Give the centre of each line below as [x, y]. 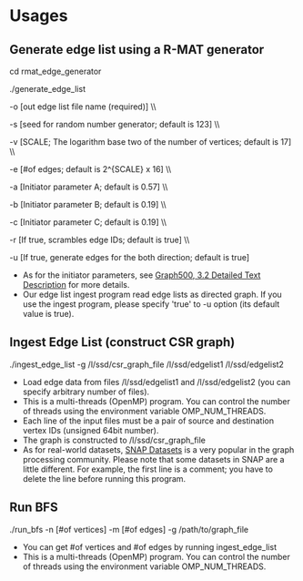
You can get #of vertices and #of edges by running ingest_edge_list [150, 546]
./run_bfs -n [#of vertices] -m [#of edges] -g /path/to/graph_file [129, 529]
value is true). [48, 314]
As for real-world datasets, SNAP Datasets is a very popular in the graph [158, 449]
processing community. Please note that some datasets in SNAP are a [153, 459]
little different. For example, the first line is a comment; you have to [147, 469]
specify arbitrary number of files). [86, 392]
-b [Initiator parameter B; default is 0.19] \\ [88, 204]
